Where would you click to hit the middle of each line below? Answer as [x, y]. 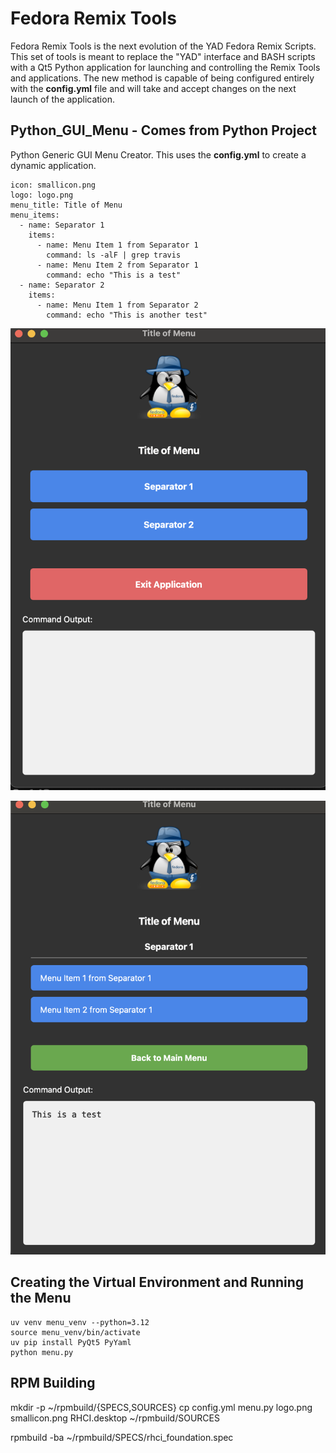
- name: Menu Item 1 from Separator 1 [117, 245]
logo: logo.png [42, 195]
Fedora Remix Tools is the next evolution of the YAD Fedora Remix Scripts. [163, 46]
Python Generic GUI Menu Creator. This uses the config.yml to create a [158, 154]
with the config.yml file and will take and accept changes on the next [153, 88]
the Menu [41, 1298]
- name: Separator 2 [62, 285]
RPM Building [53, 1383]
